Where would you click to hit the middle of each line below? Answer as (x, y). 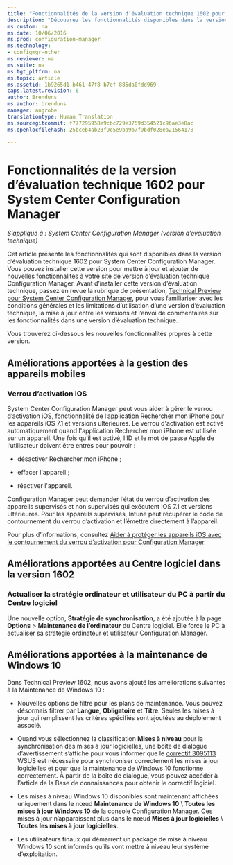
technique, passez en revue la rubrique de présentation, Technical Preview (114, 291)
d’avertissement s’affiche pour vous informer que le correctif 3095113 (116, 753)
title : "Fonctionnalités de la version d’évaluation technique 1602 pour (116, 14)
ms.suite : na (26, 65)
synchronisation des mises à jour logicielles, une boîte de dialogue (112, 746)
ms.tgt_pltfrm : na (34, 71)
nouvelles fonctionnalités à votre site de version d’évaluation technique (109, 276)
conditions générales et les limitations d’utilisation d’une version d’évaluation (116, 306)
